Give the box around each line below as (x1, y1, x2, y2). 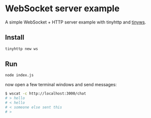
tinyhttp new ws (5, 46, 38, 51)
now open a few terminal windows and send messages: (5, 82, 117, 88)
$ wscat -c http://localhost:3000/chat (5, 91, 86, 96)
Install (5, 33, 24, 42)
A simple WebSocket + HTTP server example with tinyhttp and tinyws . (5, 19, 147, 25)
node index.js (5, 73, 34, 78)
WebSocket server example (5, 3, 120, 14)
